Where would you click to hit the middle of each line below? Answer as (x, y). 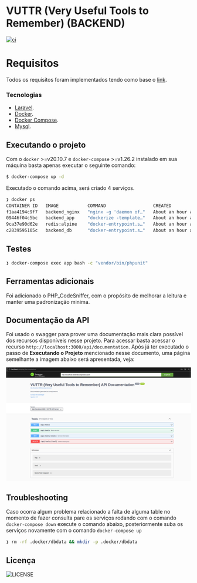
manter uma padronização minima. (48, 301)
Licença (21, 560)
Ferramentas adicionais (50, 281)
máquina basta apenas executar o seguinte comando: (71, 165)
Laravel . (24, 108)
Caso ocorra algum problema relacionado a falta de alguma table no (88, 512)
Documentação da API (48, 320)
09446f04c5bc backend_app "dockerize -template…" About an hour (97, 218)
